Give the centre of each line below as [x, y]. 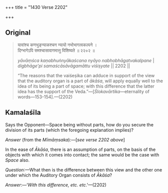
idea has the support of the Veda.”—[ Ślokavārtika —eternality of [83, 91]
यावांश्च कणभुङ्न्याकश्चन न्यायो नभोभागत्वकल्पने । [57, 45]
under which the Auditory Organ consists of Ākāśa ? [59, 175]
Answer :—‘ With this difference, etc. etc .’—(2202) [56, 184]
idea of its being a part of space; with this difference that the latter [86, 86]
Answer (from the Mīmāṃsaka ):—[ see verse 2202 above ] [65, 139]
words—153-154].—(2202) [45, 97]
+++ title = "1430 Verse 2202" [36, 7]
